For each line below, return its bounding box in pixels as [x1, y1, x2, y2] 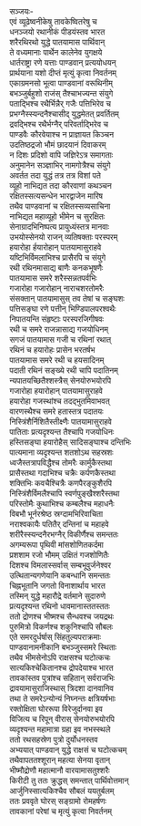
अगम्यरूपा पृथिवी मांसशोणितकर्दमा [9, 540, 105, 550]
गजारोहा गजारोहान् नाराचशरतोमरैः [9, 283, 105, 294]
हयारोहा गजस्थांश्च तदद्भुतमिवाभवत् [9, 396, 111, 407]
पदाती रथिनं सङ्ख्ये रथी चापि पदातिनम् [9, 365, 118, 376]
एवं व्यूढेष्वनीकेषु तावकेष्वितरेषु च [9, 16, 97, 26]
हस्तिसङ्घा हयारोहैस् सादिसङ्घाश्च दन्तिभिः [9, 437, 132, 448]
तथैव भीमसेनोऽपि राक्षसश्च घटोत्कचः [9, 652, 111, 663]
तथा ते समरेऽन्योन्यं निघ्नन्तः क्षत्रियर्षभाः [9, 693, 116, 704]
